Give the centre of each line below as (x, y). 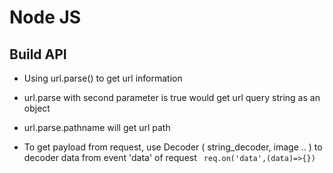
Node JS (45, 17)
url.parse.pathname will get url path (97, 127)
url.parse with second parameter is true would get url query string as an (172, 97)
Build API (38, 54)
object (37, 108)
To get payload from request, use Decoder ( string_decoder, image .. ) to (173, 147)
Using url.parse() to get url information (103, 78)
